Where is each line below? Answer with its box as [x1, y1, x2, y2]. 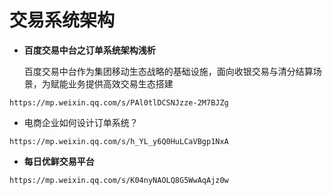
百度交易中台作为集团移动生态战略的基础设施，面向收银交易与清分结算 [23, 65, 314, 77]
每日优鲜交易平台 [23, 155, 95, 167]
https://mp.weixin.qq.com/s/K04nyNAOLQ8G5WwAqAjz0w [9, 175, 229, 185]
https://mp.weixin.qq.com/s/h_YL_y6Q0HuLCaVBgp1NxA [9, 136, 229, 146]
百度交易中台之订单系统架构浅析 [23, 44, 156, 56]
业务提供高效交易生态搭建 [67, 77, 174, 90]
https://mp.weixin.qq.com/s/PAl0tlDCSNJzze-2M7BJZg [9, 97, 229, 108]
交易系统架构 [9, 9, 116, 32]
